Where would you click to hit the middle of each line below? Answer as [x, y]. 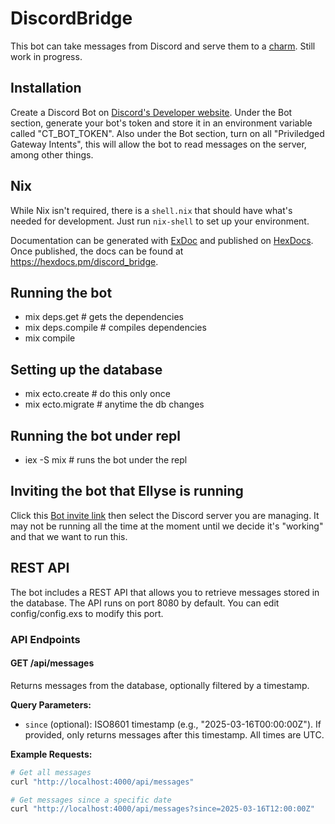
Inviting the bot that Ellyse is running [127, 491]
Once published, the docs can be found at [97, 251]
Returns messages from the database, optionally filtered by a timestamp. [160, 685]
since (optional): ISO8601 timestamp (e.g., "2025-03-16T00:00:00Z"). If [173, 724]
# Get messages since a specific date [91, 800]
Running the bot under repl [95, 435]
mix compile [50, 338]
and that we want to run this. [69, 536]
